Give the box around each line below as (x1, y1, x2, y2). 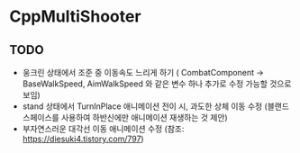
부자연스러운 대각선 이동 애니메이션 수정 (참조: (22, 123, 185, 134)
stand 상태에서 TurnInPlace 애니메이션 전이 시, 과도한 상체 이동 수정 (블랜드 (22, 101, 290, 112)
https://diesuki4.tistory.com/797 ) (22, 133, 144, 144)
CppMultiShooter (9, 6, 141, 27)
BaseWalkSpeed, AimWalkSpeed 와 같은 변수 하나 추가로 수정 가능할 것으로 (22, 78, 292, 89)
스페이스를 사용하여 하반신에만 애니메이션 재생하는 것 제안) (22, 112, 228, 122)
